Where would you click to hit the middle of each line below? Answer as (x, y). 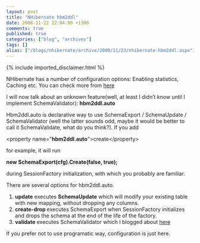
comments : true (25, 28)
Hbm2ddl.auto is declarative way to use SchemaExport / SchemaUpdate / (96, 114)
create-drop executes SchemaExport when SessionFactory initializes (100, 209)
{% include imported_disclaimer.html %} (56, 67)
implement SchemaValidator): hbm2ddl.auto (61, 103)
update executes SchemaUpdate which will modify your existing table (101, 197)
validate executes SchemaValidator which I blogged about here (93, 222)
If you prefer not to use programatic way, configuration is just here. (88, 233)
